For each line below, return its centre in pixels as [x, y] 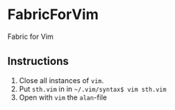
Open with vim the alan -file [63, 97]
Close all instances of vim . [61, 80]
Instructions [38, 61]
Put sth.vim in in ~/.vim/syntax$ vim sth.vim [93, 89]
